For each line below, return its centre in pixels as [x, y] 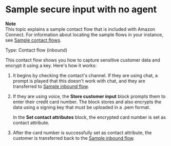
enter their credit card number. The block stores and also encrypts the [87, 102]
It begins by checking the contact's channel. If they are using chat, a [85, 75]
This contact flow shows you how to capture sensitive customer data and [83, 60]
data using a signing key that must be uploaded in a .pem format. [81, 107]
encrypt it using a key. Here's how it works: [51, 65]
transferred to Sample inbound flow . [51, 86]
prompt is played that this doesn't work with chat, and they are [79, 81]
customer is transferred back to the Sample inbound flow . [74, 138]
